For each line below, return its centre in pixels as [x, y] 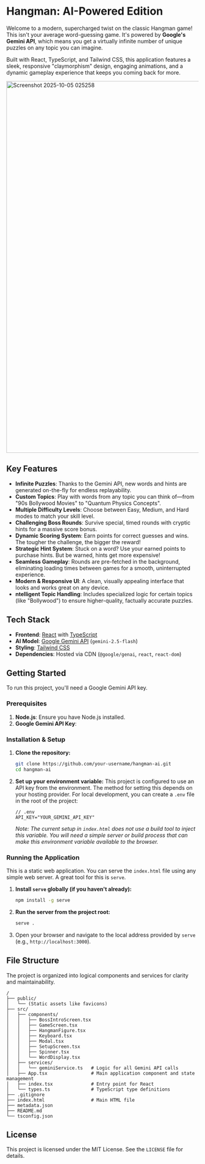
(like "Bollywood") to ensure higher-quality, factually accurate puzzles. [104, 600]
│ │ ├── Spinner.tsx [38, 1052]
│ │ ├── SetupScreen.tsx [43, 1047]
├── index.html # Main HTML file [71, 1100]
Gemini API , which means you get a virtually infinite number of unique [95, 41]
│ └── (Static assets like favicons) [57, 1004]
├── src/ [17, 1009]
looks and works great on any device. [62, 588]
